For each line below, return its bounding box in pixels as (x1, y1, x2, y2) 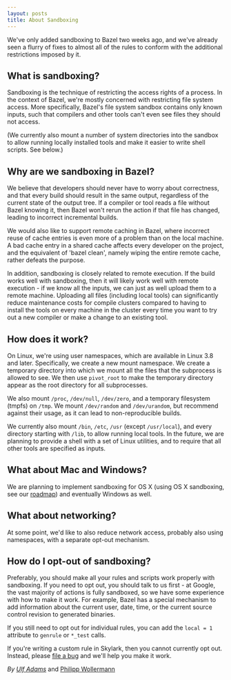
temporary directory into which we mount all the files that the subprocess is (7, 366, 222, 374)
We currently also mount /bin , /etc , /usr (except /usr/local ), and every (7, 422, 212, 430)
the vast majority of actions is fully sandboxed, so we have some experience (7, 588, 225, 597)
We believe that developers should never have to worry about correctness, (7, 184, 219, 192)
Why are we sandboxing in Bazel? (7, 166, 155, 177)
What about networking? (7, 510, 117, 521)
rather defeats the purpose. (7, 256, 86, 264)
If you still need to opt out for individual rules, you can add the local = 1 (7, 623, 213, 632)
